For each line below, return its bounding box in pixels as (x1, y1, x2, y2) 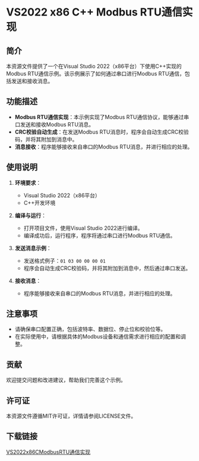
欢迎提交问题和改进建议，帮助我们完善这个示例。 (6, 377, 126, 384)
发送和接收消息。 (11, 78, 53, 84)
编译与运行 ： (14, 211, 46, 219)
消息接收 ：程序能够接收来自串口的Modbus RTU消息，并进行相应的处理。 (14, 143, 193, 150)
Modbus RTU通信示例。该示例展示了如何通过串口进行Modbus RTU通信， (6, 70, 185, 77)
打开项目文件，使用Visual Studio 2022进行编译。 (23, 224, 144, 232)
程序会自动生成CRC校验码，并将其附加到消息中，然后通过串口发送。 (23, 264, 191, 271)
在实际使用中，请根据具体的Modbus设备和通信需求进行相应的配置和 (14, 333, 181, 340)
